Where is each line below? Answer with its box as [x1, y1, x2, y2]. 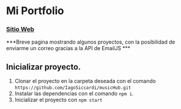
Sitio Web [6, 25, 34, 34]
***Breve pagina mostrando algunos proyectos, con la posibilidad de [6, 38, 176, 45]
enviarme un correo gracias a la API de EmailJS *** [6, 45, 131, 52]
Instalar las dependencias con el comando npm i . [14, 90, 134, 97]
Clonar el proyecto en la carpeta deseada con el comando [14, 78, 156, 85]
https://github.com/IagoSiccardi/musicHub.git [14, 85, 131, 91]
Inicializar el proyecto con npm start [14, 96, 103, 104]
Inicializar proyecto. [6, 62, 81, 72]
